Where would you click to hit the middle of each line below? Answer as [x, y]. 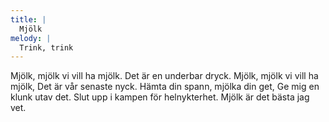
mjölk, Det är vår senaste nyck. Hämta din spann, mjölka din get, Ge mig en [165, 87]
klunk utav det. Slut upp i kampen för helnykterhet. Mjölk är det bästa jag [160, 97]
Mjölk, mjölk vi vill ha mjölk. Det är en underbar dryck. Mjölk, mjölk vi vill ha [164, 76]
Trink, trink [46, 47]
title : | [28, 19]
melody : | [31, 38]
